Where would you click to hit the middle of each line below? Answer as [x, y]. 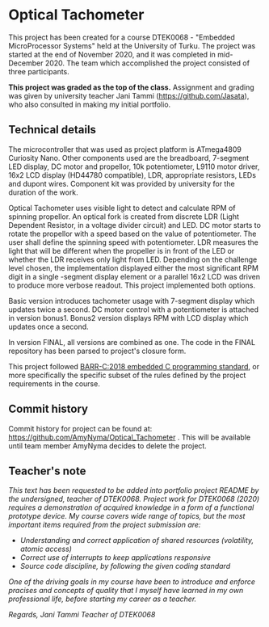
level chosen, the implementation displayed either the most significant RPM [133, 267]
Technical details [53, 130]
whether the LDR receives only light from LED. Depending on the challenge [133, 259]
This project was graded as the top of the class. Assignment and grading [131, 87]
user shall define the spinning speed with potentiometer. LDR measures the [133, 242]
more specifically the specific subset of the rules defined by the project [127, 375]
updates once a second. [48, 326]
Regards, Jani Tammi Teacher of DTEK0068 [82, 615]
